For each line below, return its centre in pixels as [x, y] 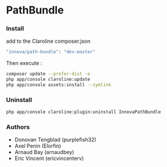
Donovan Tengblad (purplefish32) [55, 140]
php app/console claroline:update [48, 80]
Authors [18, 127]
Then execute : [24, 63]
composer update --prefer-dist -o [48, 74]
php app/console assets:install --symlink [59, 85]
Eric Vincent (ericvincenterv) [49, 158]
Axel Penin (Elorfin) [38, 146]
